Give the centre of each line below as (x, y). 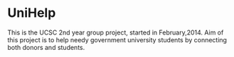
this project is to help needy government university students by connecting (117, 39)
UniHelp (32, 13)
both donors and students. (46, 47)
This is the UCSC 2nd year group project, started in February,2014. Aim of (116, 32)
